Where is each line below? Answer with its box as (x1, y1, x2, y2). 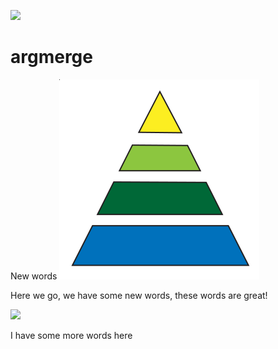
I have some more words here (10, 329, 133, 341)
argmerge (10, 46, 93, 69)
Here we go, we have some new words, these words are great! (10, 289, 268, 301)
